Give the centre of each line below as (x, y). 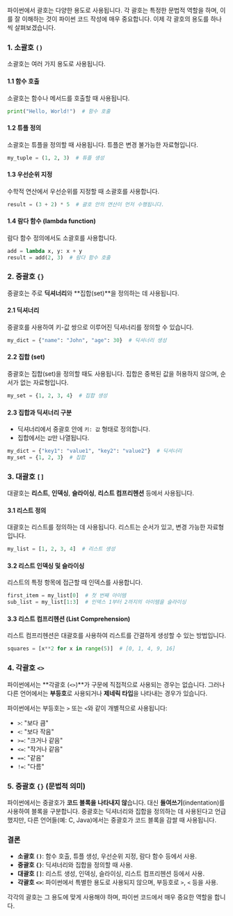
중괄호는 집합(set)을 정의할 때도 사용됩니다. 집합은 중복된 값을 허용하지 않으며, (113, 374)
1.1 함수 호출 (23, 81)
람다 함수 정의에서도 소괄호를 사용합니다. (62, 238)
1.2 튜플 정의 (24, 127)
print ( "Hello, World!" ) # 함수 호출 (59, 111)
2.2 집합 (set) (26, 357)
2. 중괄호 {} (26, 277)
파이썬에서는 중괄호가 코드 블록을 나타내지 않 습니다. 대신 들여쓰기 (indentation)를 (116, 802)
